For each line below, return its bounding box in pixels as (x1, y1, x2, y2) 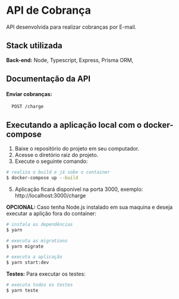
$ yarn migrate (6, 243, 44, 249)
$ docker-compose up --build (6, 175, 78, 181)
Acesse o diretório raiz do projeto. (14, 152, 99, 159)
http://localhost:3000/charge (14, 192, 86, 199)
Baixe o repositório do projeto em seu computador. (14, 145, 140, 152)
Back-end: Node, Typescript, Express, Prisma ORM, (6, 56, 134, 63)
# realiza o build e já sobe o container (6, 169, 111, 175)
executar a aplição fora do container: (6, 209, 97, 217)
